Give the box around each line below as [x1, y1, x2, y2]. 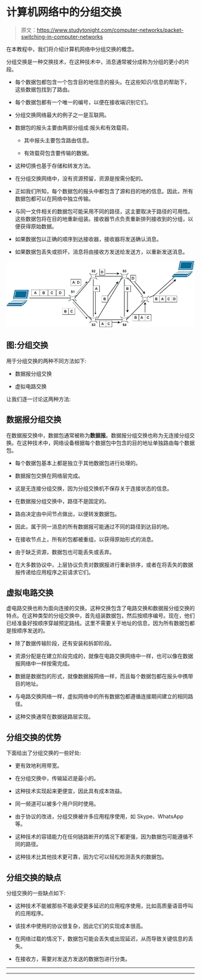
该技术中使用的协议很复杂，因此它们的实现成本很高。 [14, 922, 147, 929]
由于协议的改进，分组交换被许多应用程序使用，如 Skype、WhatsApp [14, 813, 184, 820]
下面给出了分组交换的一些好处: [6, 749, 82, 757]
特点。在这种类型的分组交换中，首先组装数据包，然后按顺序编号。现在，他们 [6, 612, 195, 619]
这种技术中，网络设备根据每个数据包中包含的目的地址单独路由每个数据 [22, 439, 195, 446]
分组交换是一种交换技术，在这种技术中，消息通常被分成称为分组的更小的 [6, 58, 184, 65]
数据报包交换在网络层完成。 [14, 472, 84, 479]
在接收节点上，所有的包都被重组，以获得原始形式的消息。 [14, 535, 157, 543]
